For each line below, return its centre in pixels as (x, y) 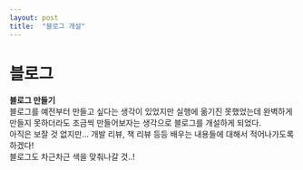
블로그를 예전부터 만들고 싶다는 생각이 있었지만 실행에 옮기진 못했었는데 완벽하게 (151, 112)
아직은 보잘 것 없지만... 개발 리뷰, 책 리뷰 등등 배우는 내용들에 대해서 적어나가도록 (152, 134)
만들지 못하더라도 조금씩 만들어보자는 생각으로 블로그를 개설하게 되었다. (135, 123)
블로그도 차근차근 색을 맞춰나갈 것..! (73, 157)
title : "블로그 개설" (48, 26)
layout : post (34, 18)
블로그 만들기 (33, 100)
